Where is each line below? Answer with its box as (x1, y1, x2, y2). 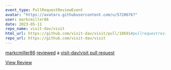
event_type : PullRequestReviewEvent (5, 7, 83, 13)
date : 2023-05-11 (5, 21, 42, 27)
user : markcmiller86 (5, 17, 49, 22)
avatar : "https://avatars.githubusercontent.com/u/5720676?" (5, 12, 138, 17)
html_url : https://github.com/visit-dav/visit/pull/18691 (5, 31, 131, 36)
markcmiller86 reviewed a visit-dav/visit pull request (5, 49, 115, 56)
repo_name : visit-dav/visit (5, 26, 65, 31)
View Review (5, 59, 32, 65)
